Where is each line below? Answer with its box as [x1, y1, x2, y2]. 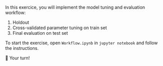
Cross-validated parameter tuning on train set [12, 25, 107, 31]
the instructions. [5, 45, 39, 51]
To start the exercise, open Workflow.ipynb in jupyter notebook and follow [5, 40, 158, 46]
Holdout [12, 20, 29, 25]
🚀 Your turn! [5, 55, 30, 61]
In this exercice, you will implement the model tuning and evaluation [5, 5, 145, 10]
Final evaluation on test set [12, 30, 68, 36]
